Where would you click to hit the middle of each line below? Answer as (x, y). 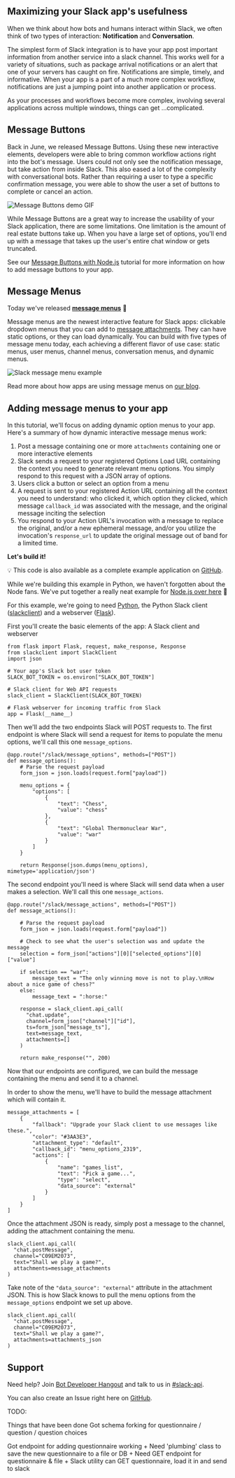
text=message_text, (54, 1033)
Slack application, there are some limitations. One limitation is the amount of (116, 226)
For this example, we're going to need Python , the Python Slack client (107, 605)
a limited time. (37, 543)
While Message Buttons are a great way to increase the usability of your (111, 218)
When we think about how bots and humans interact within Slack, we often (115, 28)
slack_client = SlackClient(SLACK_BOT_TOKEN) (74, 696)
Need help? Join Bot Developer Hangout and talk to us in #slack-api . (106, 1385)
